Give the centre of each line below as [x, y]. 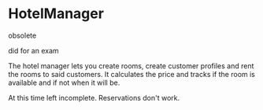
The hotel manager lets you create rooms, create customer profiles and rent [131, 66]
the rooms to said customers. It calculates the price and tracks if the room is [132, 74]
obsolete [22, 35]
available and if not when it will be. [64, 82]
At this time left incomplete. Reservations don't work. [94, 97]
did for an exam [33, 50]
